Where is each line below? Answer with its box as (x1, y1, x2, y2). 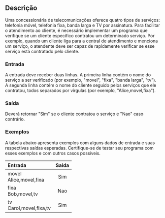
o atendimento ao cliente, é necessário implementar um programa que (5, 27, 148, 33)
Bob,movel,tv (7, 190, 38, 197)
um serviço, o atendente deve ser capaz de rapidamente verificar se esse (5, 43, 155, 49)
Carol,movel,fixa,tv (7, 204, 51, 211)
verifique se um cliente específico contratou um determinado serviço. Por (5, 32, 155, 38)
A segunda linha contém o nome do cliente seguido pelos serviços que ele (5, 82, 157, 88)
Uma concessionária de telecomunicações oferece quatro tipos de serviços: (5, 17, 160, 23)
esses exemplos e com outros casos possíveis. (5, 150, 101, 156)
